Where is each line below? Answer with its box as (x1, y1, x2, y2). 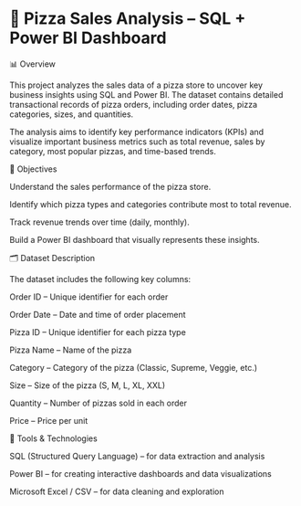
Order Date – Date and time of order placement (9, 309, 186, 320)
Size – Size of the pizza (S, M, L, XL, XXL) (9, 379, 166, 391)
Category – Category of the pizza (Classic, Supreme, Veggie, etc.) (9, 362, 258, 373)
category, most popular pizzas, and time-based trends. (9, 145, 216, 156)
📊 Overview (9, 58, 57, 69)
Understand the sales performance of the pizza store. (9, 181, 212, 192)
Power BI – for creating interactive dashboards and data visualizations (9, 468, 272, 479)
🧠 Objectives (9, 163, 57, 174)
